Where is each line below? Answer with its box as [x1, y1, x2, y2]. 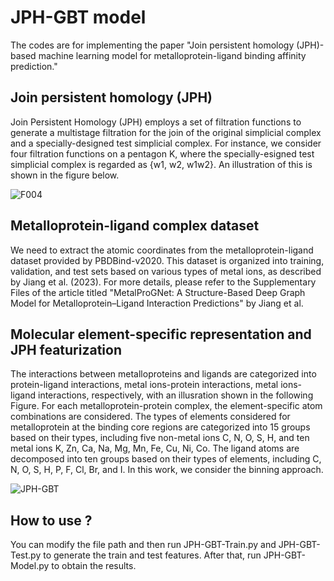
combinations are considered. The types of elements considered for [10, 411, 291, 423]
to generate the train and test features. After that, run [43, 549, 262, 561]
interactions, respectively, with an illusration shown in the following [38, 389, 314, 401]
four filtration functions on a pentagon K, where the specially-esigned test [10, 147, 315, 160]
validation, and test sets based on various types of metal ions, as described [10, 265, 322, 277]
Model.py [10, 560, 50, 572]
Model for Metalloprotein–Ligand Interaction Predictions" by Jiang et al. [10, 297, 304, 309]
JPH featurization [10, 341, 123, 358]
